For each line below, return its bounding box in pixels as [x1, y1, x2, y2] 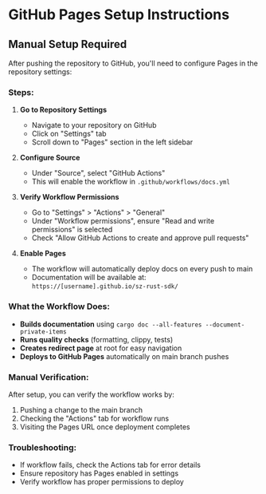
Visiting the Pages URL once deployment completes [19, 421, 190, 432]
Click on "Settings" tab [31, 129, 107, 139]
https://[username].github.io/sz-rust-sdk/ [31, 283, 179, 290]
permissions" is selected [31, 225, 113, 235]
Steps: [8, 86, 34, 97]
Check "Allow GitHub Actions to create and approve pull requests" [31, 233, 249, 243]
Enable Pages [19, 249, 66, 259]
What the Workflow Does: [8, 301, 110, 312]
